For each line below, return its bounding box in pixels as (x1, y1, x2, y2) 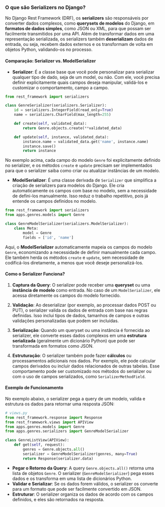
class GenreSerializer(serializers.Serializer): (5, 103, 107, 108)
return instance (23, 148, 56, 153)
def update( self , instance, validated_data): (14, 135, 109, 140)
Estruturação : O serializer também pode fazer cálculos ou (12, 352, 132, 359)
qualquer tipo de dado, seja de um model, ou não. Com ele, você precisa (12, 74, 160, 80)
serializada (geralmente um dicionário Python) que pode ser (12, 337, 135, 344)
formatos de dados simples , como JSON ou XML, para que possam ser (5, 26, 151, 32)
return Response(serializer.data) (23, 456, 94, 461)
